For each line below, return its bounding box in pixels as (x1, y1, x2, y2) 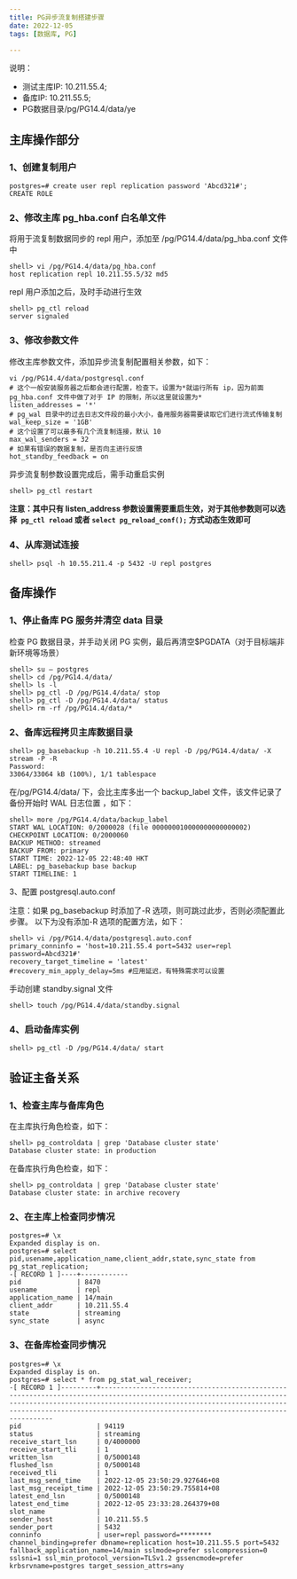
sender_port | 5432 (9, 1522, 121, 1531)
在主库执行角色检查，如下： (9, 1120, 111, 1131)
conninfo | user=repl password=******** (9, 1530, 213, 1539)
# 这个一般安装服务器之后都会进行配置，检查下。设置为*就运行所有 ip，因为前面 (9, 383, 264, 392)
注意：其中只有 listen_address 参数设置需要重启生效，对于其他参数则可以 (9, 503, 277, 514)
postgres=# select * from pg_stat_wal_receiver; (9, 1375, 192, 1384)
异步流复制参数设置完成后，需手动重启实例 (9, 468, 165, 479)
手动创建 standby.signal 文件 (9, 983, 113, 994)
